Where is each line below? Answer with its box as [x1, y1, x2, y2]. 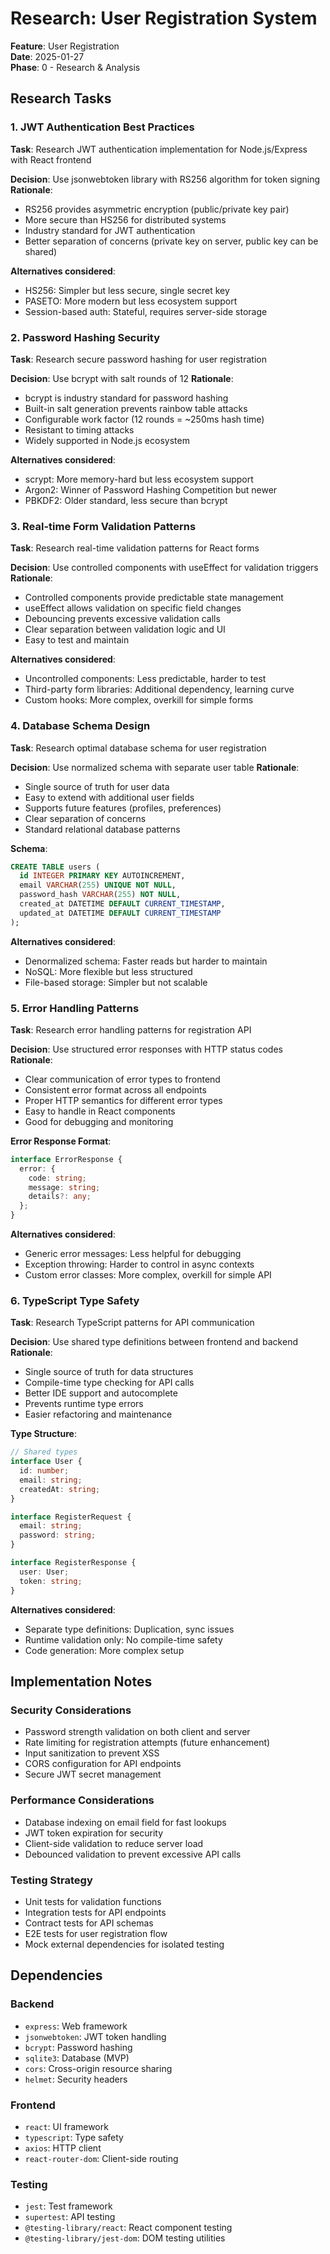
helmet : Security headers [24, 2073, 128, 2085]
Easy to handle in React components [24, 1105, 176, 1117]
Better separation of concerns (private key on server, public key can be [24, 235, 319, 247]
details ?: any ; [28, 1192, 92, 1202]
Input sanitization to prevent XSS [24, 1747, 160, 1759]
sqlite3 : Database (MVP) [24, 2052, 130, 2064]
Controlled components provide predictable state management [24, 592, 284, 604]
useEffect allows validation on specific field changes [24, 602, 242, 614]
